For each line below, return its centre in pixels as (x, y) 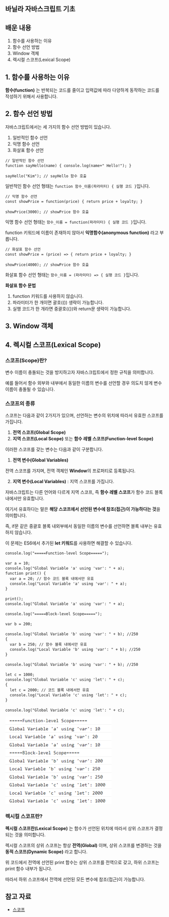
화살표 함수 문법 (21, 285)
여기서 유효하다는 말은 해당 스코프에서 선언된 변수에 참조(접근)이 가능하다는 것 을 (83, 509)
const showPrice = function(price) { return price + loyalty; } (74, 201)
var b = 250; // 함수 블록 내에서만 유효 (48, 645)
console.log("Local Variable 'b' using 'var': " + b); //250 (75, 650)
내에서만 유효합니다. (25, 499)
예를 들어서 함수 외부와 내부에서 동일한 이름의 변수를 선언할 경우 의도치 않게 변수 (84, 383)
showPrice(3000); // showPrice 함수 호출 (47, 212)
